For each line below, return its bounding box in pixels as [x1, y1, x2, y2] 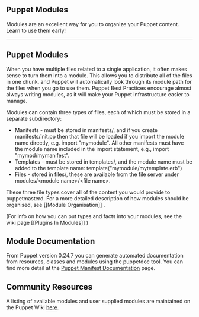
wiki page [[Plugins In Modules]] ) [6, 219, 89, 226]
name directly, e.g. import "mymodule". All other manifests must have [14, 139, 184, 146]
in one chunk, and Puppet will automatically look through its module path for [6, 78, 192, 85]
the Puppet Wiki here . [6, 304, 59, 311]
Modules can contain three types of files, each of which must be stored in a [6, 108, 191, 115]
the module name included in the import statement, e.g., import [14, 145, 169, 152]
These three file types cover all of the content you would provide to [6, 189, 171, 196]
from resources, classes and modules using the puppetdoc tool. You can [6, 258, 184, 265]
